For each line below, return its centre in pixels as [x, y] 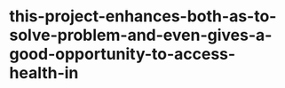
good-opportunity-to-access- [123, 54]
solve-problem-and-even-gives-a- [141, 35]
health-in [44, 73]
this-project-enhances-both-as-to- [143, 16]
